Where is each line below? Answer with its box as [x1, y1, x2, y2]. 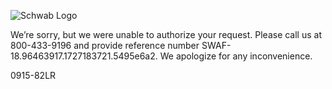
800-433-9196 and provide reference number [10, 40, 200, 51]
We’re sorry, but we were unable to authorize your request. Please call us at [10, 29, 322, 40]
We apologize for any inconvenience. [159, 50, 313, 62]
